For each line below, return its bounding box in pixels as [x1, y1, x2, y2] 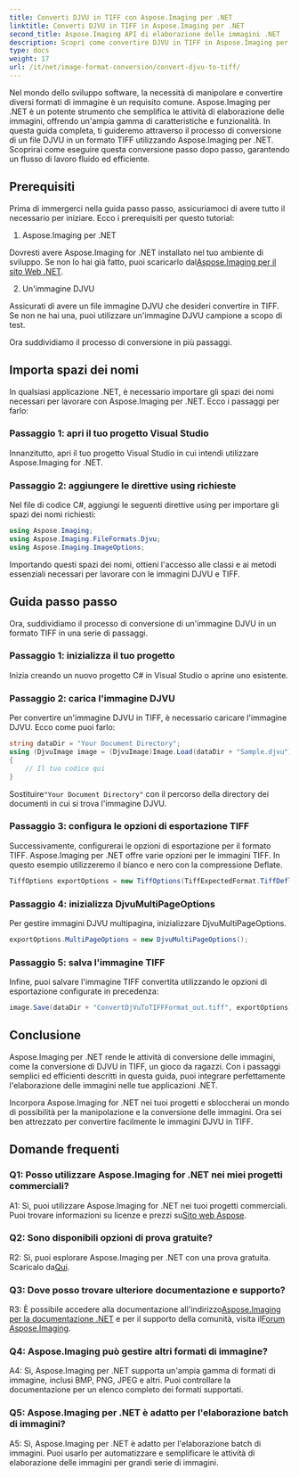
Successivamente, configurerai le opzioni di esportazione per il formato [9, 840, 271, 851]
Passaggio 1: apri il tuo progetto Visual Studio [9, 427, 209, 439]
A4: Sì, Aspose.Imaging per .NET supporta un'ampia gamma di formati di [9, 1366, 276, 1376]
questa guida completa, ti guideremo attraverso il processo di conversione [9, 125, 282, 135]
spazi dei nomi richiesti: [9, 509, 96, 520]
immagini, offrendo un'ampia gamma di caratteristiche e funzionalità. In [9, 115, 271, 126]
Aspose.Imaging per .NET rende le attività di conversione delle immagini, [9, 1051, 276, 1062]
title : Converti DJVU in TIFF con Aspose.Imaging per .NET [9, 12, 233, 22]
